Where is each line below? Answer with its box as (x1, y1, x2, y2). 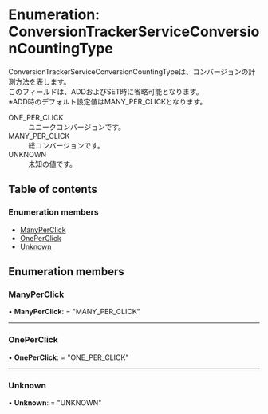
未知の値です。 (28, 159, 77, 168)
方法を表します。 (14, 77, 71, 86)
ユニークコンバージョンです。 (28, 122, 126, 132)
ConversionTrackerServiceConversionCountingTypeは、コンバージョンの (8, 66, 249, 77)
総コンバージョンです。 (28, 140, 105, 150)
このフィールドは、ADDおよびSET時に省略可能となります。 (8, 86, 203, 97)
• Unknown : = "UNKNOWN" (8, 397, 102, 408)
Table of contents (8, 183, 97, 196)
